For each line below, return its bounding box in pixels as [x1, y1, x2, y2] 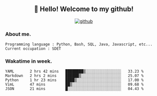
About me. [5, 30, 31, 37]
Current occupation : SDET [5, 46, 61, 51]
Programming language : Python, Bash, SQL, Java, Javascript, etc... [5, 42, 153, 47]
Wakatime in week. [5, 58, 52, 65]
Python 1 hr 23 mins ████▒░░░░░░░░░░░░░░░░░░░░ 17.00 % [5, 78, 144, 83]
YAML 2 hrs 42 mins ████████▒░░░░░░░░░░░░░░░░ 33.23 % [5, 69, 144, 74]
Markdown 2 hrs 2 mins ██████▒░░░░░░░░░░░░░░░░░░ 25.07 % [5, 73, 144, 79]
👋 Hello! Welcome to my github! [34, 5, 134, 13]
